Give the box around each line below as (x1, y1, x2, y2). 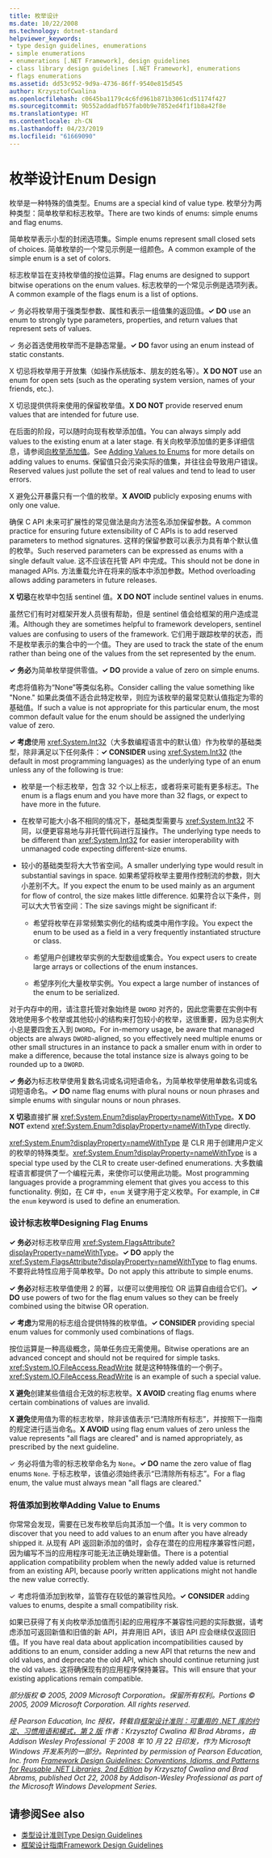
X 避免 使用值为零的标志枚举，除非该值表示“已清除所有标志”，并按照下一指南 (9, 1414, 263, 1423)
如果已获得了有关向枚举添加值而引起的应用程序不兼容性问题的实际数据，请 (9, 1617, 257, 1627)
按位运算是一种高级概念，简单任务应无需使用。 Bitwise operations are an (9, 1343, 249, 1353)
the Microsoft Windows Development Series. (9, 1782, 157, 1792)
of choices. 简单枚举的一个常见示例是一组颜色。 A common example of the (9, 244, 257, 253)
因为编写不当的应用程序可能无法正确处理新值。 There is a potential (9, 1548, 229, 1558)
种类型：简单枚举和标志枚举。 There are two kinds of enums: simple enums (9, 208, 258, 218)
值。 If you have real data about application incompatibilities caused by (9, 1637, 244, 1648)
